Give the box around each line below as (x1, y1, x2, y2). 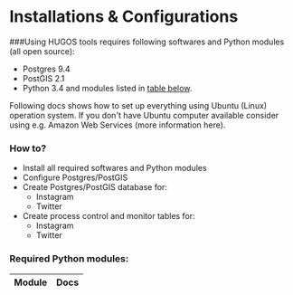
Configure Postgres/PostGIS (22, 172, 128, 183)
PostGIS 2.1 (22, 72, 65, 83)
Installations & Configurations (9, 6, 239, 27)
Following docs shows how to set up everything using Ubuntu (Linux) (9, 100, 268, 110)
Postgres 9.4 (22, 63, 71, 74)
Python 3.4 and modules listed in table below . (22, 82, 193, 93)
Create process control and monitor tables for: (22, 211, 196, 222)
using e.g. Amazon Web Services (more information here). (9, 119, 226, 130)
